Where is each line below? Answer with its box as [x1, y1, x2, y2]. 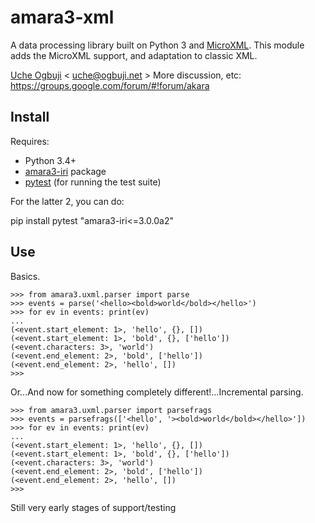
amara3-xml [10, 6, 115, 29]
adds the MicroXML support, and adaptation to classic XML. [10, 49, 258, 61]
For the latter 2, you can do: [10, 195, 125, 207]
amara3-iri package [24, 165, 107, 177]
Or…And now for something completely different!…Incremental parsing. [10, 386, 304, 398]
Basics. [10, 270, 41, 282]
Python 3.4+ [24, 154, 77, 166]
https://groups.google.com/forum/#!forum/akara [10, 79, 210, 91]
